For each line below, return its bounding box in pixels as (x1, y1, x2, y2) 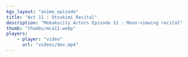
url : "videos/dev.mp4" (21, 42, 79, 48)
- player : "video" (17, 36, 63, 42)
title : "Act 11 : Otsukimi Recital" (6, 14, 97, 20)
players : (6, 31, 28, 37)
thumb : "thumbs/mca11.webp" (6, 25, 76, 31)
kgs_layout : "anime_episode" (6, 8, 79, 15)
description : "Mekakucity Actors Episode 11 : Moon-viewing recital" (6, 20, 183, 26)
